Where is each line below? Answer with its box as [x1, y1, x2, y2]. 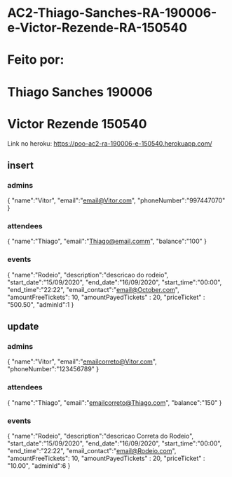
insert [7, 159, 34, 171]
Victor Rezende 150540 [7, 116, 147, 132]
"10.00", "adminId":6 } [7, 462, 71, 470]
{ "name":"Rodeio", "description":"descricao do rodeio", [7, 270, 169, 279]
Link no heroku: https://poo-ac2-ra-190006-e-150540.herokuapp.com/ [7, 139, 212, 148]
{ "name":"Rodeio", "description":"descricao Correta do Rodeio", [7, 432, 194, 441]
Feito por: [7, 52, 64, 68]
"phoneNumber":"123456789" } [7, 365, 100, 373]
